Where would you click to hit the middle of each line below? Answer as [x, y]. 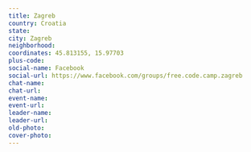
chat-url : [25, 90]
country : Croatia [37, 23]
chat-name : [27, 83]
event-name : [28, 98]
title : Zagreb [32, 16]
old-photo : [27, 128]
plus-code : [27, 61]
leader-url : [28, 121]
